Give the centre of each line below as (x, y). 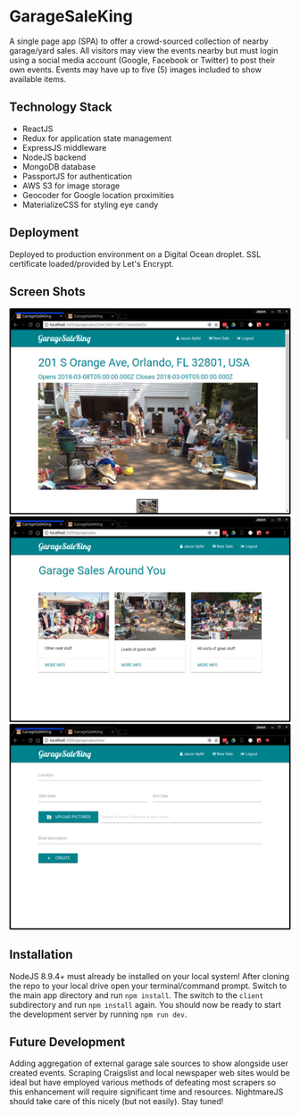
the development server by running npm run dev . (98, 1014)
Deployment (44, 233)
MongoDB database (59, 166)
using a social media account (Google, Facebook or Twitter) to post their (142, 60)
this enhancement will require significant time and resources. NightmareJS (146, 1092)
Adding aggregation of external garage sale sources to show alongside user (149, 1063)
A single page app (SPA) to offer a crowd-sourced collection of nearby (139, 41)
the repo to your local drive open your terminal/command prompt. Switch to (148, 986)
